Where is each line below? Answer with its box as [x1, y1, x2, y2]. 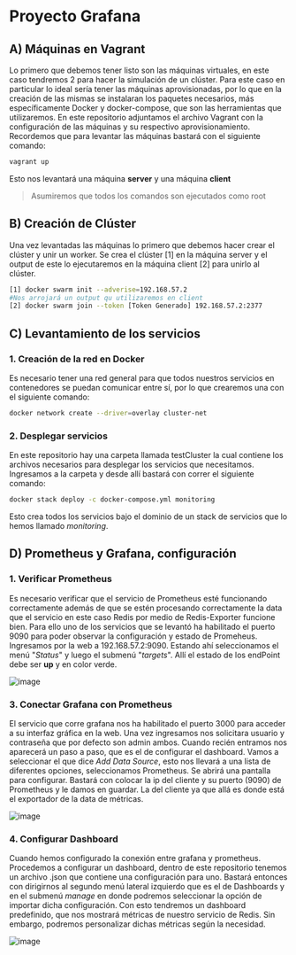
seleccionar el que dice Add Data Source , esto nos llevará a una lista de [9, 756, 271, 767]
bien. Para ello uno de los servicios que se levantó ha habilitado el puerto [9, 621, 276, 632]
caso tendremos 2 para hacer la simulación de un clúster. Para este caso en [9, 74, 285, 85]
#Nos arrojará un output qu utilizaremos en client [9, 293, 203, 302]
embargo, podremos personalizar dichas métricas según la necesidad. [9, 919, 266, 929]
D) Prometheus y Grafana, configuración [9, 547, 237, 562]
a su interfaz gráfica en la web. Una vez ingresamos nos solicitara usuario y [9, 728, 285, 739]
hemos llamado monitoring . [9, 521, 109, 532]
